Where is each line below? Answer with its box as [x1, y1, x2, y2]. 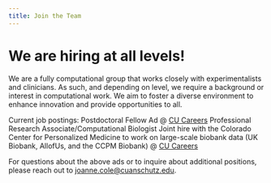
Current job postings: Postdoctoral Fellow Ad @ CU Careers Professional [8, 115, 252, 125]
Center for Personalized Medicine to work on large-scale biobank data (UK [8, 132, 258, 142]
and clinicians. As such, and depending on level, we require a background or [8, 82, 265, 91]
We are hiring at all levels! [8, 46, 185, 65]
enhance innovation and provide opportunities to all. [8, 99, 183, 109]
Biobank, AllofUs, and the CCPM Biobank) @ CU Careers [8, 141, 199, 151]
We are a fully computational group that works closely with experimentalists [8, 74, 262, 83]
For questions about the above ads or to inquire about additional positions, [8, 156, 257, 166]
